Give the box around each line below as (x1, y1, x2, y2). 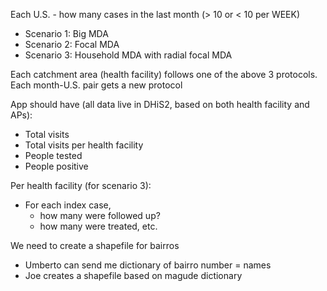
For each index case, (24, 199, 112, 211)
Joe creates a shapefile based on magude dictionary (24, 270, 243, 281)
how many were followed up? (39, 210, 161, 221)
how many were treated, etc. (39, 220, 158, 232)
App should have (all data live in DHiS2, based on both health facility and (10, 99, 310, 110)
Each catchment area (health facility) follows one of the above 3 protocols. (10, 69, 318, 80)
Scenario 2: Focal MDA (24, 39, 120, 50)
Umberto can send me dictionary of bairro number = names (24, 259, 272, 271)
